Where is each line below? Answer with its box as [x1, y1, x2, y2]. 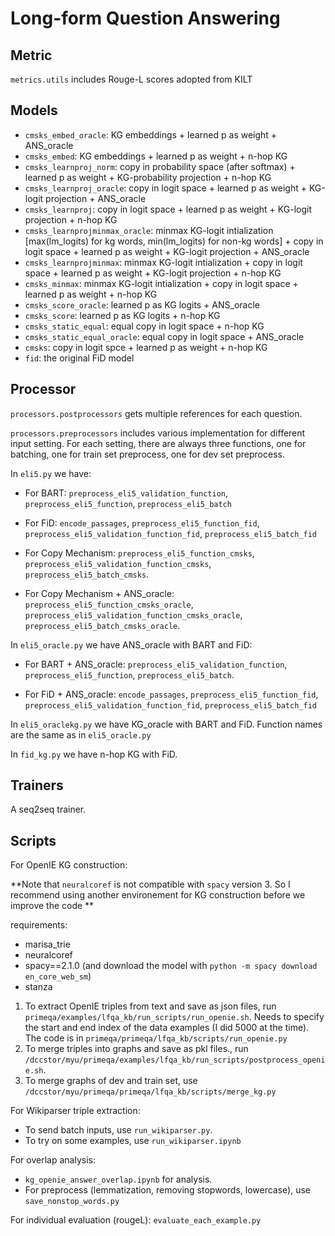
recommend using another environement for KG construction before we [10, 889, 306, 901]
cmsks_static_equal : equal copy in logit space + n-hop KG [24, 320, 265, 332]
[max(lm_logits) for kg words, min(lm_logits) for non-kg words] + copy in [24, 235, 324, 247]
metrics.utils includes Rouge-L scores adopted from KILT [10, 73, 253, 85]
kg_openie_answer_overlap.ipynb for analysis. [24, 1173, 213, 1186]
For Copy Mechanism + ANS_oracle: [24, 587, 175, 599]
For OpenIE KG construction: [10, 859, 128, 871]
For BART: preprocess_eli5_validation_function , [24, 487, 229, 499]
